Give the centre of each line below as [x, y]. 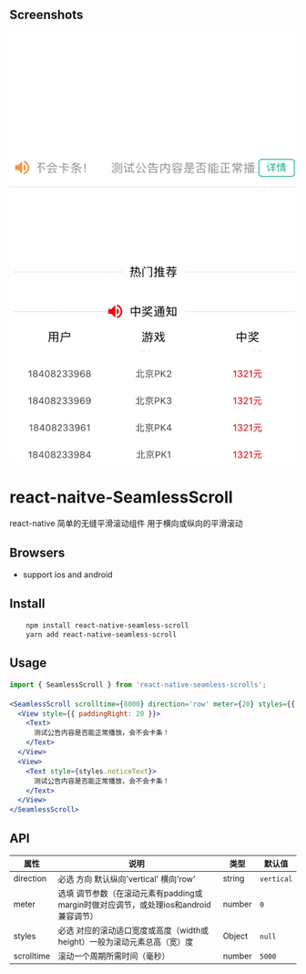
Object [235, 936]
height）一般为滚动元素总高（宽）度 [126, 942]
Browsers [37, 552]
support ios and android [67, 575]
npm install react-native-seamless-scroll [107, 626]
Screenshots [46, 15]
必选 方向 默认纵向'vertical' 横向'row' [127, 878]
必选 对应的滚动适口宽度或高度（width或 [133, 930]
